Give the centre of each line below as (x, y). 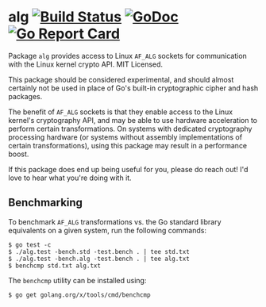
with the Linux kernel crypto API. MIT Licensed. (86, 64)
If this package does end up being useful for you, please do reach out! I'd (128, 169)
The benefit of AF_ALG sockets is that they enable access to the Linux (120, 112)
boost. (19, 154)
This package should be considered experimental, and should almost (121, 79)
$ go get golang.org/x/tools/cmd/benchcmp (79, 295)
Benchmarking (46, 203)
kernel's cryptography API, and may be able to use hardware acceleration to (133, 120)
